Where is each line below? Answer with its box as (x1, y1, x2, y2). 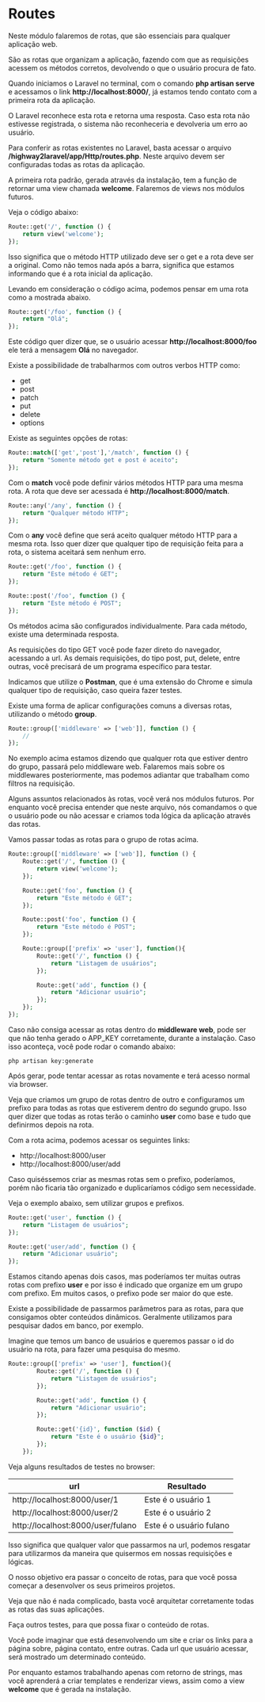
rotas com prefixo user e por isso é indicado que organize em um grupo (8, 1280, 243, 1290)
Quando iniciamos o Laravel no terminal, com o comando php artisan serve (8, 78, 256, 88)
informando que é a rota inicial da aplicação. (8, 269, 153, 278)
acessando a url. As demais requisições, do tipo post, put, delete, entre (8, 653, 240, 663)
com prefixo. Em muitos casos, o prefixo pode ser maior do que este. (8, 1289, 233, 1298)
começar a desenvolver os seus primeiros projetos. (8, 1581, 176, 1590)
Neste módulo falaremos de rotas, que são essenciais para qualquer (8, 31, 231, 40)
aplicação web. (8, 39, 58, 48)
